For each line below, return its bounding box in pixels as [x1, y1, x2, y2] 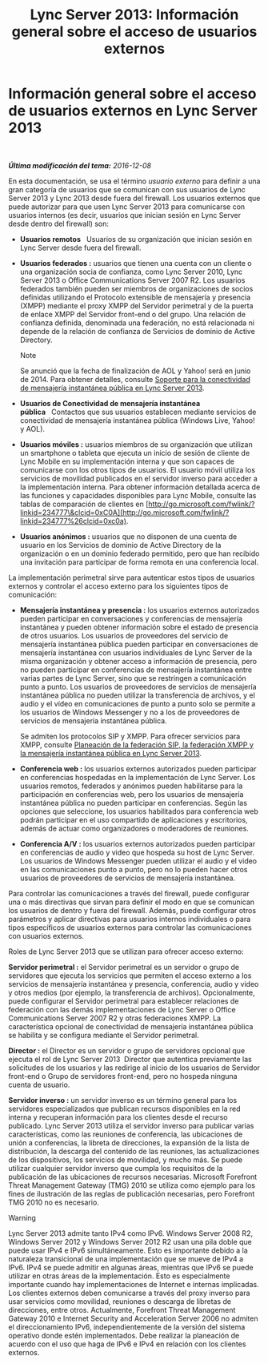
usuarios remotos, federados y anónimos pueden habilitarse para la [19, 781, 243, 791]
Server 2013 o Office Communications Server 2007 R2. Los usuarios [19, 275, 246, 285]
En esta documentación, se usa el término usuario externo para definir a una [8, 176, 261, 186]
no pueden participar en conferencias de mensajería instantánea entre [19, 665, 253, 674]
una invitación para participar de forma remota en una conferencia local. [19, 557, 259, 566]
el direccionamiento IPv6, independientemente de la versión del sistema [8, 1322, 246, 1331]
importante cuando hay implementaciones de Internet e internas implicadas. [8, 1279, 259, 1289]
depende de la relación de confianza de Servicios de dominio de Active [19, 326, 256, 336]
